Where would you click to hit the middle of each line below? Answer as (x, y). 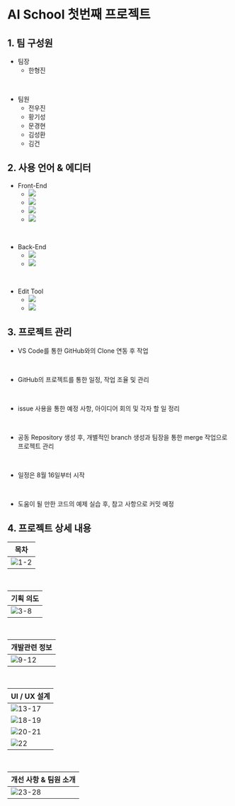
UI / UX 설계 (31, 697)
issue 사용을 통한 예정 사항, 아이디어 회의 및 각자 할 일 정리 (99, 408)
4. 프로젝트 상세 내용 (50, 529)
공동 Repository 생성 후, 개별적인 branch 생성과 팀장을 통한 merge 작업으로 (122, 437)
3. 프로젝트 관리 (40, 332)
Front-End (32, 185)
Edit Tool (30, 291)
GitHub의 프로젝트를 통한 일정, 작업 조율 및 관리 (84, 379)
